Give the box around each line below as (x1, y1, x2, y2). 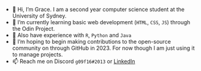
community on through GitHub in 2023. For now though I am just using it (12, 44, 195, 52)
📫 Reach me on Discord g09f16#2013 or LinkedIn (12, 58, 135, 65)
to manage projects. (12, 51, 63, 58)
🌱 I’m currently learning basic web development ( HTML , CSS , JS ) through (12, 19, 191, 25)
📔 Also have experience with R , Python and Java (12, 32, 132, 39)
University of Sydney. (12, 12, 67, 19)
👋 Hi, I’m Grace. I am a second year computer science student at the (12, 6, 185, 13)
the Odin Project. (12, 25, 55, 32)
